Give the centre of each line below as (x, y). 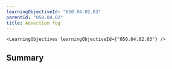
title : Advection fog (33, 23)
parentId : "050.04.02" (35, 17)
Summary (25, 58)
